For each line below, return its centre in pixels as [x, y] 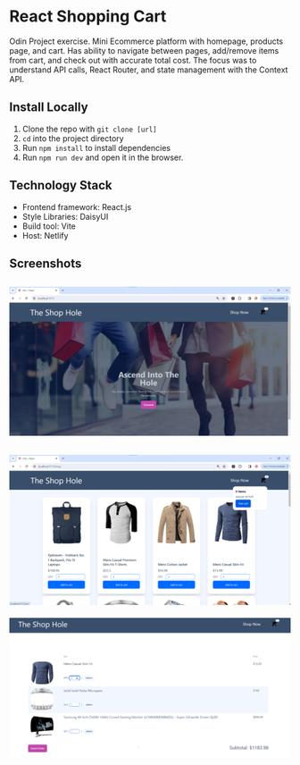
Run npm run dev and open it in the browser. [103, 157]
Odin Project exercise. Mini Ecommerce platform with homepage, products [146, 41]
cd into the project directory [73, 138]
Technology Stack [61, 185]
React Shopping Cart [88, 17]
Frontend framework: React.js [77, 206]
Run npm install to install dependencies [96, 147]
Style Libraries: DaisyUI [65, 216]
